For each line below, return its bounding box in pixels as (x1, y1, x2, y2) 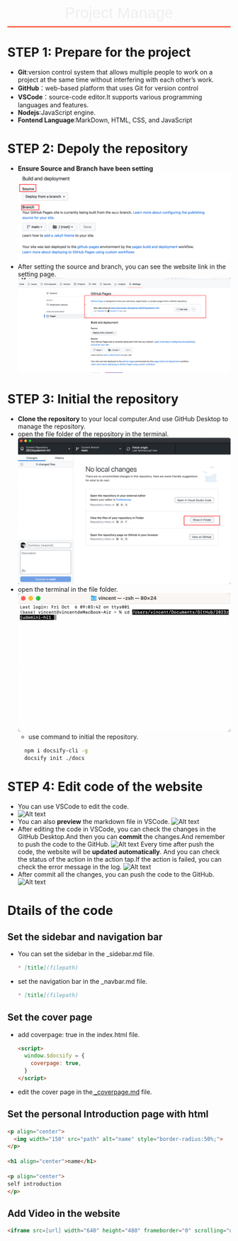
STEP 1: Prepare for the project (7, 45, 191, 60)
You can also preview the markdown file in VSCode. (17, 817, 170, 825)
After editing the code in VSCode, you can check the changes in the (17, 825, 216, 833)
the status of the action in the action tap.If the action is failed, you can (17, 855, 222, 863)
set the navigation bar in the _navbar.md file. (17, 977, 148, 985)
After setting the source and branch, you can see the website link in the (17, 262, 227, 271)
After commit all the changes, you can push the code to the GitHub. (17, 869, 215, 879)
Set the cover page (7, 1012, 93, 1024)
